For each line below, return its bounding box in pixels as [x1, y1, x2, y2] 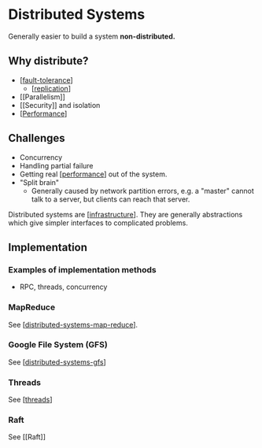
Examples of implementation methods [8, 264, 157, 275]
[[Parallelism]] [19, 92, 65, 102]
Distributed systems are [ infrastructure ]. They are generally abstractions [8, 209, 243, 219]
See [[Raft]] [8, 432, 46, 442]
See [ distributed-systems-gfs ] [8, 357, 106, 367]
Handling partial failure [19, 161, 94, 170]
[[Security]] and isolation [19, 100, 101, 109]
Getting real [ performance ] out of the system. [19, 169, 168, 179]
